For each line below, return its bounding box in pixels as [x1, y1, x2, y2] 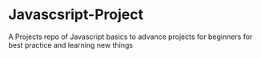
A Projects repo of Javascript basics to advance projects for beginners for [8, 32, 253, 41]
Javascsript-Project [8, 6, 144, 24]
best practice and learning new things [8, 40, 134, 49]
